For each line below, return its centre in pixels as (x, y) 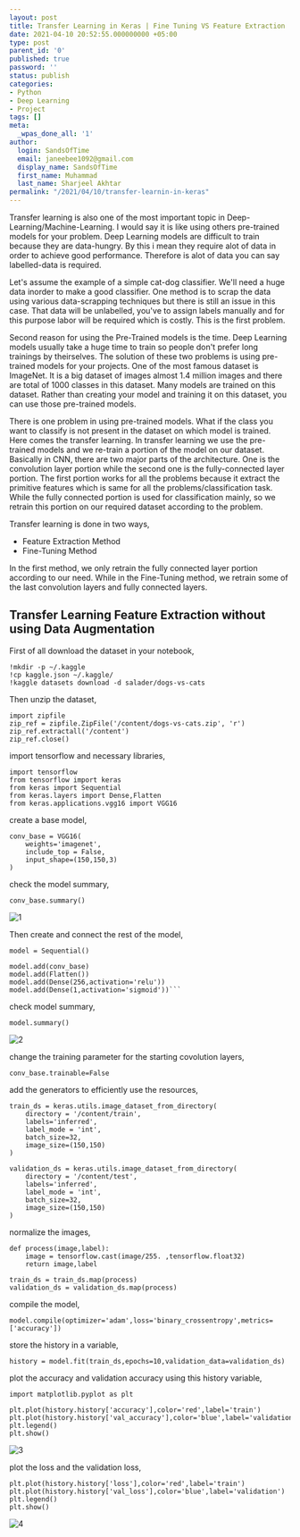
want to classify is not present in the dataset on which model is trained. (140, 431)
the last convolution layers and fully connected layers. (108, 587)
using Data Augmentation (82, 630)
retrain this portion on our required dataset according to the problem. (136, 507)
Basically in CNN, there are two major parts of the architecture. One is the (145, 459)
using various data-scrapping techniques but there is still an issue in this (142, 301)
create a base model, (48, 819)
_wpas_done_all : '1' (55, 134)
